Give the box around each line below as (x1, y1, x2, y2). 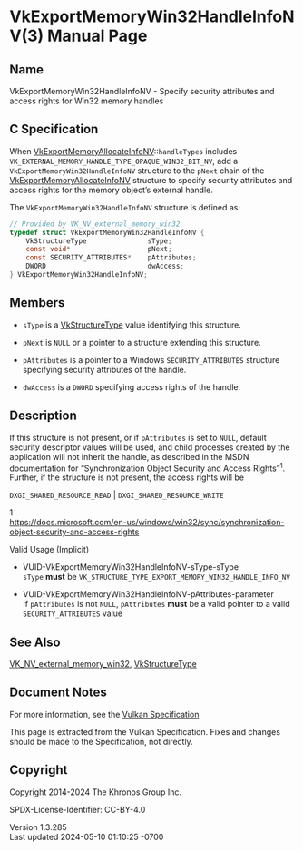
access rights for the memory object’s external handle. (9, 184, 213, 195)
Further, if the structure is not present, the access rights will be (9, 472, 245, 483)
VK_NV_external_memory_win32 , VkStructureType (9, 659, 197, 670)
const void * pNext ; (25, 245, 172, 254)
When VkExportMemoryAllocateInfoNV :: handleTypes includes (9, 145, 238, 156)
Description (9, 408, 77, 424)
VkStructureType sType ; (25, 236, 172, 246)
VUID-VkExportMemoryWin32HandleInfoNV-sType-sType (22, 562, 239, 572)
